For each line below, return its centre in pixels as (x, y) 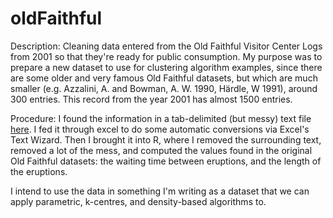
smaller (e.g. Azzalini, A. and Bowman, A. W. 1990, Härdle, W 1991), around (164, 88)
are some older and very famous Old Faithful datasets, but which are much (164, 78)
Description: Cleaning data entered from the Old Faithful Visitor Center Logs (166, 46)
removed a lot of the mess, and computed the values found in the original (161, 150)
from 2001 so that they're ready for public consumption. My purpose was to (166, 56)
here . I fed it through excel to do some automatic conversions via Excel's (160, 129)
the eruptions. (39, 171)
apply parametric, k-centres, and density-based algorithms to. (138, 201)
